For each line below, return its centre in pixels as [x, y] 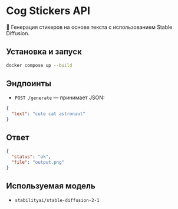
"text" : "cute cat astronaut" [48, 114]
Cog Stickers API [48, 11]
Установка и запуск [44, 52]
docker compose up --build [39, 65]
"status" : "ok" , [31, 157]
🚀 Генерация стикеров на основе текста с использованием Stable [89, 27]
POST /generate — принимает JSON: [60, 97]
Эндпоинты [29, 84]
